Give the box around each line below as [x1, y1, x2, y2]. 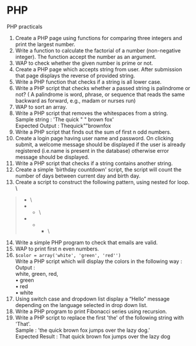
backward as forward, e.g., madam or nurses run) [15, 97, 136, 104]
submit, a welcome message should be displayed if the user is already [15, 141, 186, 148]
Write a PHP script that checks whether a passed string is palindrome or [15, 84, 191, 91]
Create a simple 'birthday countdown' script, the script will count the [15, 166, 182, 173]
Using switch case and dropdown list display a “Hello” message [15, 295, 170, 302]
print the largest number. [15, 41, 75, 48]
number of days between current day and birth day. [15, 172, 141, 179]
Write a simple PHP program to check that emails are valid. [15, 239, 158, 246]
